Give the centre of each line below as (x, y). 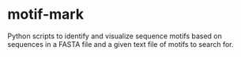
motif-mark (46, 14)
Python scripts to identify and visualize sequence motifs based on (115, 36)
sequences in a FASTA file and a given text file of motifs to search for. (120, 44)
